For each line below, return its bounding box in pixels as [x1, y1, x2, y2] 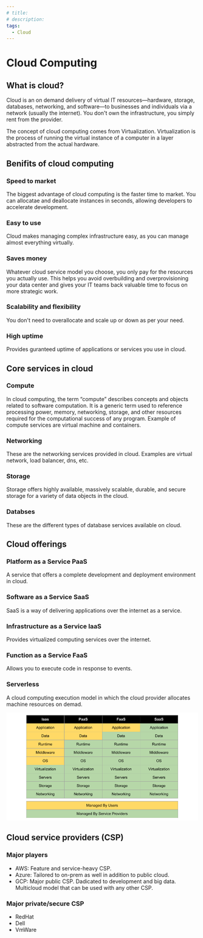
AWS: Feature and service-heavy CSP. [15, 864, 112, 872]
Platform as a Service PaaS [6, 558, 88, 566]
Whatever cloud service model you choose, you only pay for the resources [6, 268, 193, 275]
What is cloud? [6, 80, 64, 91]
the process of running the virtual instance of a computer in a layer [6, 134, 174, 141]
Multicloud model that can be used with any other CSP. [15, 884, 153, 891]
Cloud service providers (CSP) [6, 833, 124, 843]
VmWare [15, 926, 37, 934]
